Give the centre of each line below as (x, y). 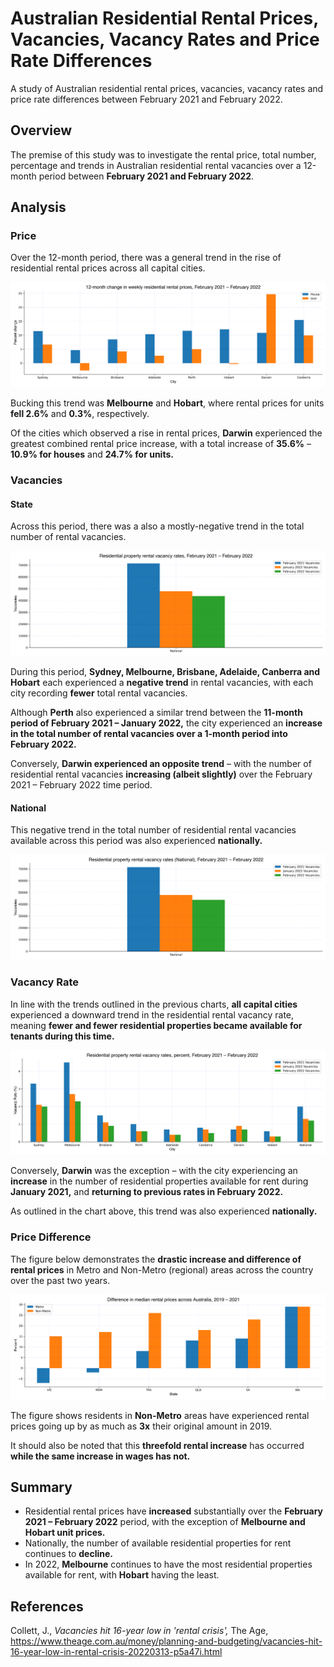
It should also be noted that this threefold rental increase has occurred (157, 1445)
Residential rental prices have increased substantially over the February (173, 1511)
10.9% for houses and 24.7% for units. (92, 454)
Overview (41, 130)
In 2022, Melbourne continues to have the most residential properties (168, 1564)
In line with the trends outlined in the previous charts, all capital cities (154, 1004)
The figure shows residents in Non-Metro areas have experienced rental (160, 1415)
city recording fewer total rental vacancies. (99, 693)
